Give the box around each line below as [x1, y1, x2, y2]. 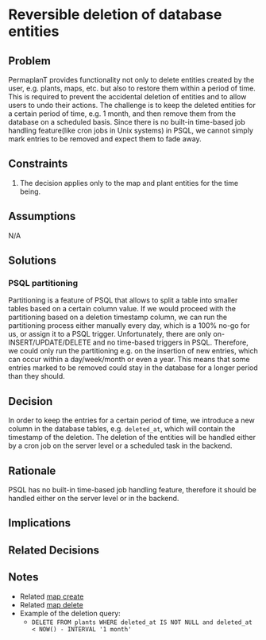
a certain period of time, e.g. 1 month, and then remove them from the [8, 109, 237, 118]
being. [19, 187, 41, 196]
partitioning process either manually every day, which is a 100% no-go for [8, 321, 250, 330]
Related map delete [19, 600, 83, 609]
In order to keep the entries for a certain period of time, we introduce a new [8, 415, 256, 426]
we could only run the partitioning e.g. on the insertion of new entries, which [8, 346, 258, 356]
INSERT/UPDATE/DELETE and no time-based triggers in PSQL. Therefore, [8, 337, 249, 347]
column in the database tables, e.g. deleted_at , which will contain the [8, 424, 236, 434]
